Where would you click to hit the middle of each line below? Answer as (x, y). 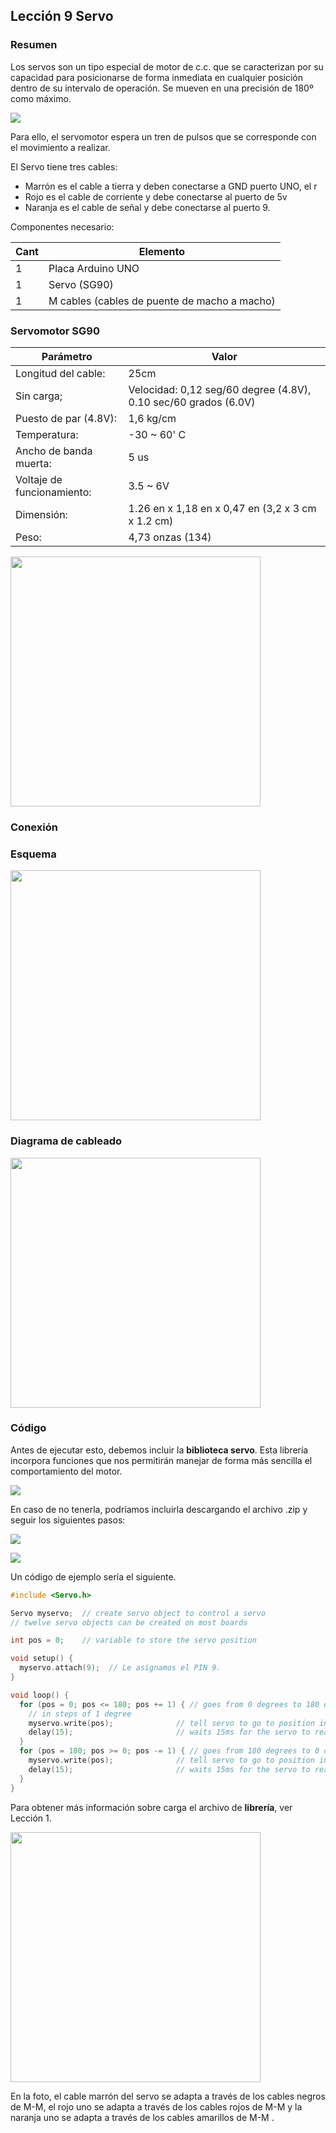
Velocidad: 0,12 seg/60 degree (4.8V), (220, 389)
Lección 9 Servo (62, 16)
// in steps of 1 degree (80, 1714)
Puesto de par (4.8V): (66, 418)
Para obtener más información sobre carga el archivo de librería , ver (151, 1807)
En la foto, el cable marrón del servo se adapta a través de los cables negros (168, 2096)
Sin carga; (39, 396)
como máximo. (41, 98)
